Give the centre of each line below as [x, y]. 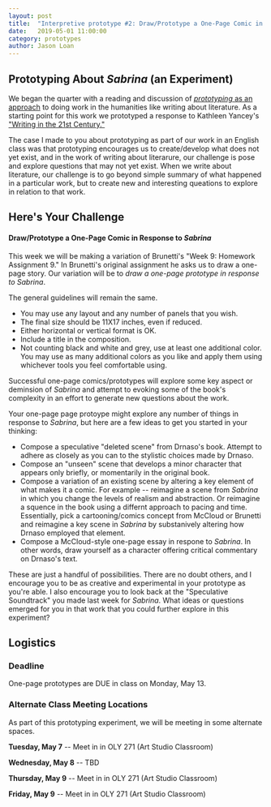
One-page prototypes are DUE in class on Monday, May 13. [108, 684]
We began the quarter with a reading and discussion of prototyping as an [131, 98]
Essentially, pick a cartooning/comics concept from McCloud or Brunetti [140, 515]
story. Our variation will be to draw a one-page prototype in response [143, 273]
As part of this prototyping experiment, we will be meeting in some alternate [135, 722]
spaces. [22, 731]
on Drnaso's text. [49, 558]
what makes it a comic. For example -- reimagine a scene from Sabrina [139, 489]
